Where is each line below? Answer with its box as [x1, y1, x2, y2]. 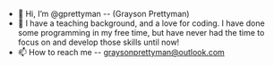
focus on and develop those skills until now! [17, 37, 180, 47]
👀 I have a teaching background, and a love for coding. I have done [17, 18, 266, 29]
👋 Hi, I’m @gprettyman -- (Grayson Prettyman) [17, 9, 190, 19]
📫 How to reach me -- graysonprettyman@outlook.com [17, 47, 226, 57]
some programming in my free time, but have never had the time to [17, 28, 265, 37]
